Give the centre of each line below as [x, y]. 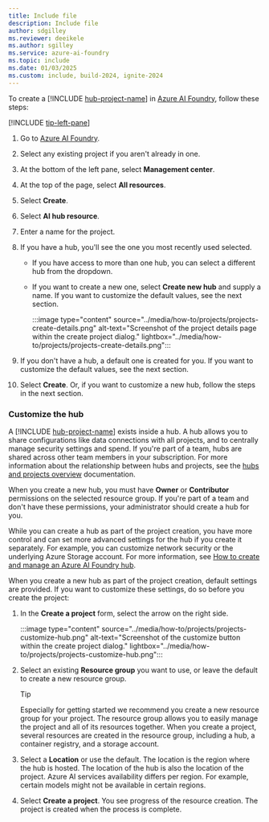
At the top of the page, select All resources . [93, 185]
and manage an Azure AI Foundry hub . [72, 565]
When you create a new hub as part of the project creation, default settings [133, 580]
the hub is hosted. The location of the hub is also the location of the [132, 767]
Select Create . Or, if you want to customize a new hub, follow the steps [137, 384]
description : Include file [53, 23]
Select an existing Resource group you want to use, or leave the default [139, 670]
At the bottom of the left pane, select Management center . [117, 169]
